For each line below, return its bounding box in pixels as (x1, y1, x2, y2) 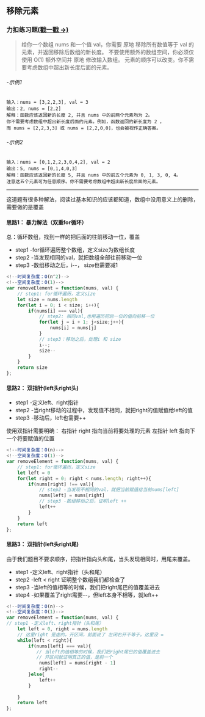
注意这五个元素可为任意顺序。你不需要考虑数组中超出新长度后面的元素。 (6, 179, 161, 185)
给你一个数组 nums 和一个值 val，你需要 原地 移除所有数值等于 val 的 (21, 40, 194, 48)
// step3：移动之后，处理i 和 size (38, 336, 121, 342)
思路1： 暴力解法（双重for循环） (6, 219, 87, 226)
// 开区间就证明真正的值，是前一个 (36, 654, 113, 661)
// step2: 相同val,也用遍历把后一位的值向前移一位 (38, 313, 155, 319)
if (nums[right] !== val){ (28, 481, 95, 487)
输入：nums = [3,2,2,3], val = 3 (6, 99, 88, 105)
